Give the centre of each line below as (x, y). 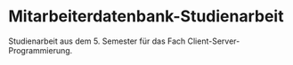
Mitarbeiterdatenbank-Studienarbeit (146, 16)
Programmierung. (41, 50)
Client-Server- (214, 41)
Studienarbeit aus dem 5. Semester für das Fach (97, 41)
